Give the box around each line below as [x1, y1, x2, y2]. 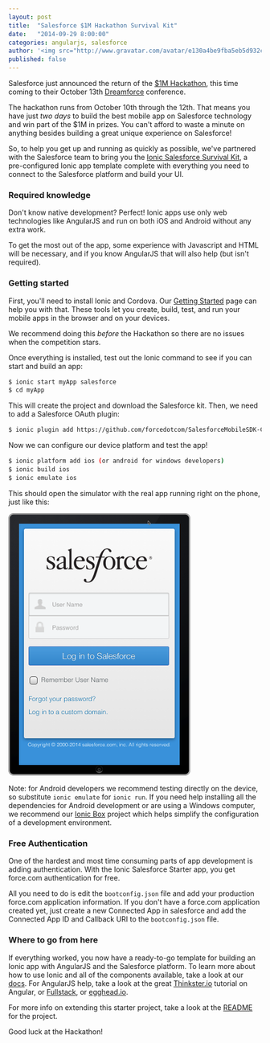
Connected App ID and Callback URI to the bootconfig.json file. [8, 914, 219, 924]
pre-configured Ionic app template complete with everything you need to [8, 161, 250, 170]
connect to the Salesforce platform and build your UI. [8, 170, 184, 179]
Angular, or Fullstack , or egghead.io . [8, 987, 129, 996]
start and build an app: [8, 361, 83, 371]
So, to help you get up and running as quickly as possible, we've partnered [8, 144, 256, 153]
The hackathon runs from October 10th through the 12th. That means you [8, 103, 251, 112]
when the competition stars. [8, 337, 101, 347]
